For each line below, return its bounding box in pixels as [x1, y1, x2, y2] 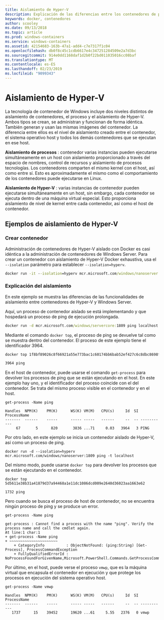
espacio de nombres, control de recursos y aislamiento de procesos [5, 160, 142, 165]
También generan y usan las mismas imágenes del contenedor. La [5, 124, 138, 130]
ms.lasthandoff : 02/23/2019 [5, 67, 62, 72]
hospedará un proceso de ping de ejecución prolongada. [5, 314, 120, 320]
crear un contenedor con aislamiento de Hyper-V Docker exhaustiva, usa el [5, 256, 157, 262]
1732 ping [5, 489, 25, 495]
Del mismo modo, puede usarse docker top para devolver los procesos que [5, 462, 157, 468]
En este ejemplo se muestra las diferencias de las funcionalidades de [5, 294, 144, 299]
